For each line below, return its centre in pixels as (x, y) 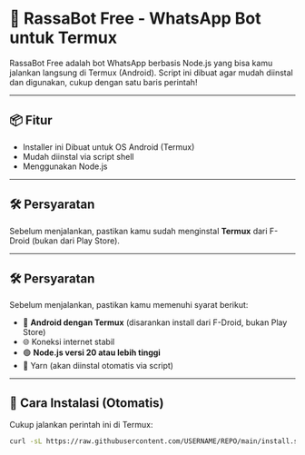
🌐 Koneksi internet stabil (69, 342)
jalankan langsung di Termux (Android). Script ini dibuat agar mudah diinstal (151, 73)
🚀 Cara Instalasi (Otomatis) (87, 403)
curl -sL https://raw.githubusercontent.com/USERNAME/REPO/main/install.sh (156, 441)
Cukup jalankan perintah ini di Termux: (81, 425)
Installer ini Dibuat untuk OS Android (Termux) (108, 147)
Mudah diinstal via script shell (78, 156)
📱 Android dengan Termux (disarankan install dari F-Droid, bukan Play (155, 322)
